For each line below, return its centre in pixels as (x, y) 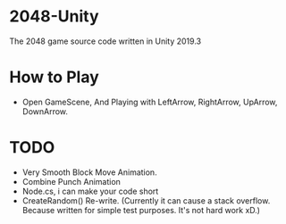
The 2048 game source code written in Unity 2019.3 (105, 41)
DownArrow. (45, 111)
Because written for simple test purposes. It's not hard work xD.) (141, 210)
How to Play (55, 77)
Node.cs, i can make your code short (90, 191)
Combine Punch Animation (71, 181)
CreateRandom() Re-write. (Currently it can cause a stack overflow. (146, 200)
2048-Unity (55, 17)
